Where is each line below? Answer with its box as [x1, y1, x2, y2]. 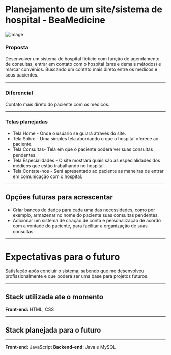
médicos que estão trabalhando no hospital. [12, 162, 105, 169]
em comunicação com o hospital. [12, 173, 82, 180]
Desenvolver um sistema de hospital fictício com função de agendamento [5, 56, 160, 62]
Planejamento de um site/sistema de [5, 4, 163, 15]
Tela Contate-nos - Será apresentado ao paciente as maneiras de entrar [12, 168, 164, 174]
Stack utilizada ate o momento [5, 292, 103, 301]
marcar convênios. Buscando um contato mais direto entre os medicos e [5, 66, 158, 72]
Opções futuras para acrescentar [5, 193, 113, 202]
